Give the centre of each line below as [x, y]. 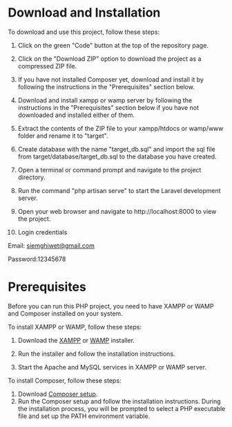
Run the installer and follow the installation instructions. [96, 354]
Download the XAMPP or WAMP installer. [76, 340]
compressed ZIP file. [47, 66]
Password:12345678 [37, 259]
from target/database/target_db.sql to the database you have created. [117, 156]
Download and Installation [84, 13]
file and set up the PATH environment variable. [84, 416]
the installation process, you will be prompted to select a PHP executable [122, 408]
